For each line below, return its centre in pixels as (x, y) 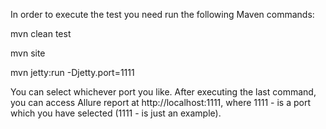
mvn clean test (41, 33)
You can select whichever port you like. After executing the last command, (163, 92)
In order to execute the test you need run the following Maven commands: (162, 14)
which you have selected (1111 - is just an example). (116, 113)
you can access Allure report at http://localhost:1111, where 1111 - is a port (160, 102)
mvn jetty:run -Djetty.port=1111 (72, 72)
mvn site (28, 53)
